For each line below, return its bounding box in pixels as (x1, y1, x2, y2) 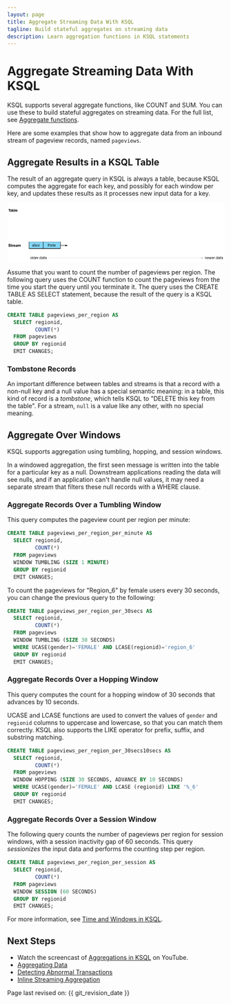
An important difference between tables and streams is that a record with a (7, 380, 221, 388)
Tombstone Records (7, 364, 77, 374)
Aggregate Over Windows (7, 429, 121, 441)
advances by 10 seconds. (7, 697, 79, 706)
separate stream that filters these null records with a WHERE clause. (7, 483, 201, 491)
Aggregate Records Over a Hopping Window (7, 674, 159, 684)
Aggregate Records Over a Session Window (7, 814, 157, 824)
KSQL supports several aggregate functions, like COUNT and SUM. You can (7, 101, 223, 110)
